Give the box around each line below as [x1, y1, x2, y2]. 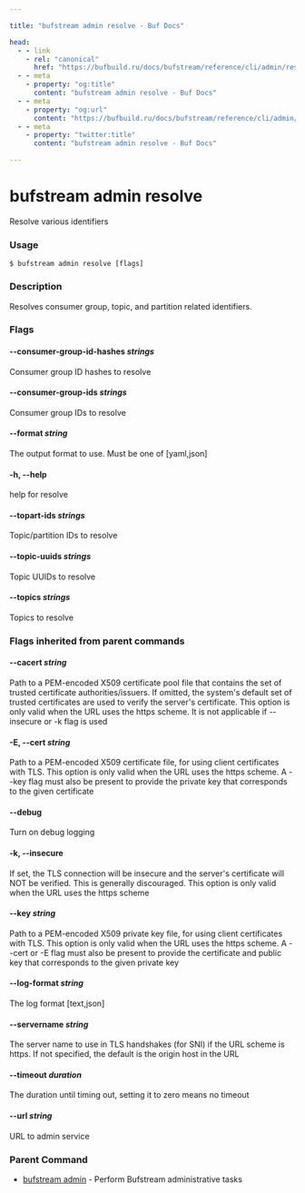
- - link [17, 46, 51, 55]
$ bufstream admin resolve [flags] [9, 260, 144, 269]
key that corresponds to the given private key [9, 957, 180, 968]
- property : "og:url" [25, 105, 107, 114]
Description [9, 281, 63, 293]
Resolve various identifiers [9, 215, 109, 227]
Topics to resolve [9, 612, 74, 623]
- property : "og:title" [25, 80, 116, 89]
